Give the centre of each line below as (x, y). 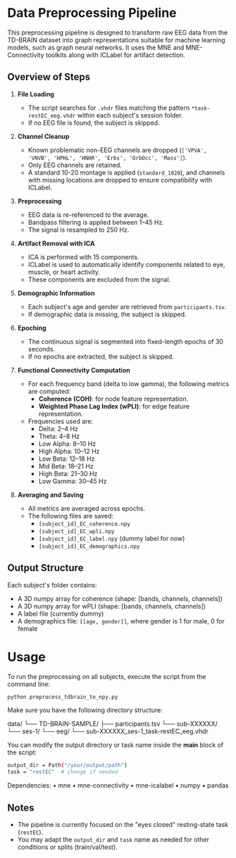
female (27, 628)
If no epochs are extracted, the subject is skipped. (101, 356)
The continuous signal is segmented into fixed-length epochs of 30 (126, 341)
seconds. (41, 349)
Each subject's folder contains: (52, 585)
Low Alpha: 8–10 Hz (67, 443)
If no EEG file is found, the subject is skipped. (94, 123)
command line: (29, 684)
